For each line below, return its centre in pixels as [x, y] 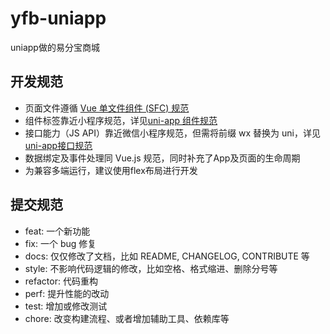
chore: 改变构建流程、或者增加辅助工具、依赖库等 [127, 318]
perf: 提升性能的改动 [67, 293]
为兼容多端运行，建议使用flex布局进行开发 [111, 170]
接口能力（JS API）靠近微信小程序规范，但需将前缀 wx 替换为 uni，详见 [172, 133]
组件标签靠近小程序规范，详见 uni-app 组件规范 [121, 120]
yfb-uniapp [58, 18]
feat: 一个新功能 [57, 231]
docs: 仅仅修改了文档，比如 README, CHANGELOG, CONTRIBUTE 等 [167, 256]
